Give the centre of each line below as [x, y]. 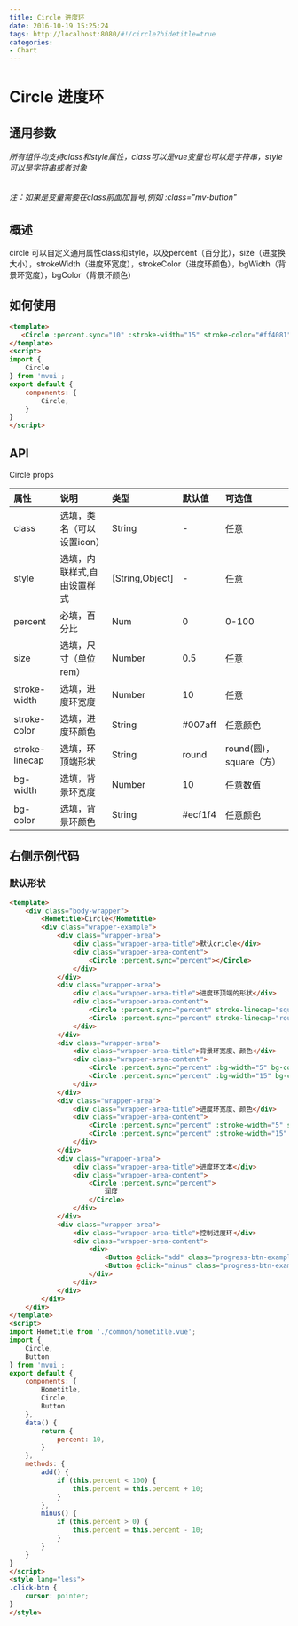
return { [57, 1431]
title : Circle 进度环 [47, 17]
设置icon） [82, 542]
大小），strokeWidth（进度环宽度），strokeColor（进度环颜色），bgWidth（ [144, 264]
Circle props [32, 474]
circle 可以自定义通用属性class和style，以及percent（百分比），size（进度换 [147, 252]
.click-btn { [33, 1588]
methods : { [45, 1464]
